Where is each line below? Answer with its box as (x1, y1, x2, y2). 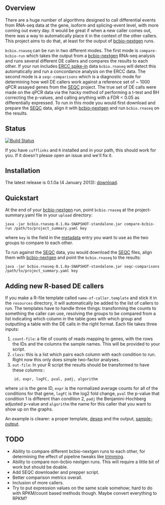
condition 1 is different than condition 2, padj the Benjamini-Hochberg (5, 396, 146, 402)
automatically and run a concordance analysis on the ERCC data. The (5, 68, 146, 74)
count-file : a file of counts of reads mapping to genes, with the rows (12, 336, 153, 342)
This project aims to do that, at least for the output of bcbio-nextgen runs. (5, 38, 155, 44)
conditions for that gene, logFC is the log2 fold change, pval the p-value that (5, 391, 160, 397)
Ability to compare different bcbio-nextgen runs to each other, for (12, 448, 145, 454)
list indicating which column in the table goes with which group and (5, 316, 142, 322)
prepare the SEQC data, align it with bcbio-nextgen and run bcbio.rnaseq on (5, 105, 160, 111)
